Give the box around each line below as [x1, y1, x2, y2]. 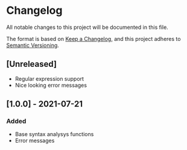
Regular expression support [14, 75, 84, 82]
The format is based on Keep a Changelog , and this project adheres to [6, 35, 181, 42]
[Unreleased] [6, 59, 57, 69]
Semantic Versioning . [6, 42, 59, 49]
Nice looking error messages [14, 81, 87, 89]
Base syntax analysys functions [14, 131, 94, 138]
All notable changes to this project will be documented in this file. [6, 23, 169, 31]
